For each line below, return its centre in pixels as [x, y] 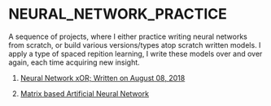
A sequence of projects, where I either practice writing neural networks [128, 36]
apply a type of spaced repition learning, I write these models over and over [135, 53]
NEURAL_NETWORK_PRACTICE [118, 14]
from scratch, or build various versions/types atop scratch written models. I [135, 45]
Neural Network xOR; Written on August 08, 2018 [103, 78]
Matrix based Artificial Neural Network [84, 93]
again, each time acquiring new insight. [74, 62]
